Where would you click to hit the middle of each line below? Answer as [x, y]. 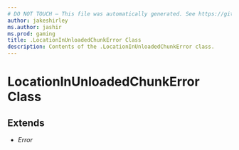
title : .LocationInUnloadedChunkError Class [74, 40]
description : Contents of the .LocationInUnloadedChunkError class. [111, 47]
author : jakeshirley [38, 21]
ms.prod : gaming [31, 34]
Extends [26, 123]
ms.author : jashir [34, 27]
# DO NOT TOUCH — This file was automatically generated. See [101, 14]
